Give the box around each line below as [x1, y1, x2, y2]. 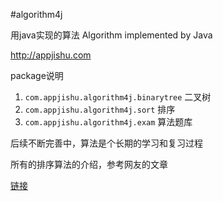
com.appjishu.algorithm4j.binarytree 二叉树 [24, 91, 212, 103]
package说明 [10, 70, 64, 81]
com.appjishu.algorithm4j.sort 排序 [24, 104, 176, 115]
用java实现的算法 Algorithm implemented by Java [10, 29, 213, 41]
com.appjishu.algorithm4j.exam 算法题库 [24, 116, 193, 128]
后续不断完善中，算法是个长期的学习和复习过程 [10, 137, 203, 149]
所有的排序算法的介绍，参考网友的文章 [10, 159, 168, 170]
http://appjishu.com [10, 49, 92, 61]
